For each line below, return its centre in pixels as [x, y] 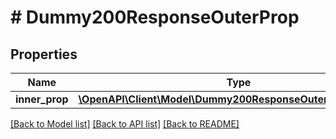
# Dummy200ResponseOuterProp [155, 17]
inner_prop [42, 99]
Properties [44, 54]
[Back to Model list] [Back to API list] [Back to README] [125, 124]
